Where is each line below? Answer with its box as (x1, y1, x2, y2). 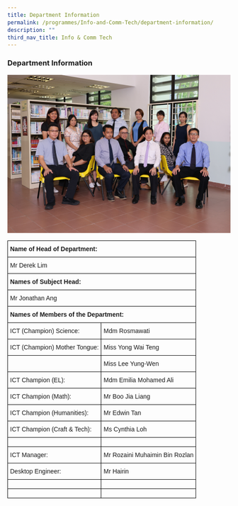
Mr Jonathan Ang (10, 294, 57, 302)
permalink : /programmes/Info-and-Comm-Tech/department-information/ (7, 18, 214, 26)
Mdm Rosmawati (103, 327, 150, 334)
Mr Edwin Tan (103, 408, 142, 417)
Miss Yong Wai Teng (103, 343, 159, 351)
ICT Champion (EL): (10, 376, 66, 384)
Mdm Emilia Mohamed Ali (103, 376, 174, 384)
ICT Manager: (10, 451, 48, 459)
